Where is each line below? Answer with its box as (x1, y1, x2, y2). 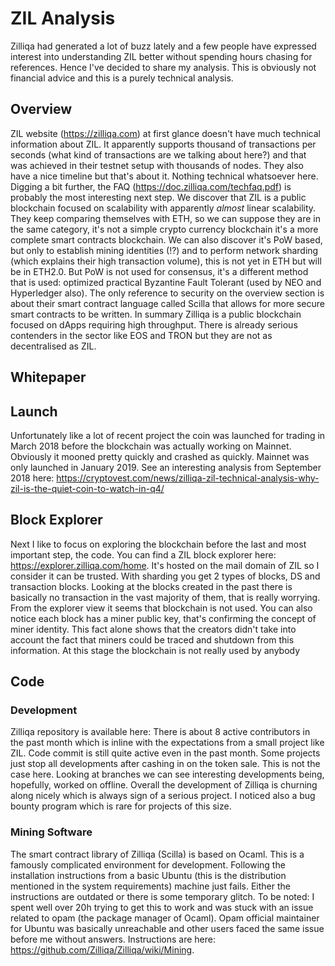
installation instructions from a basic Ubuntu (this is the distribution (10, 869, 287, 881)
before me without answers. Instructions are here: (10, 933, 217, 945)
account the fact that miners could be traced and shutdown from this (10, 633, 295, 646)
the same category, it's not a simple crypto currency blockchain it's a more (10, 223, 319, 235)
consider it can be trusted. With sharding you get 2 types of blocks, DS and (10, 570, 321, 582)
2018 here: (10, 472, 55, 484)
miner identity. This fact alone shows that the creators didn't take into (10, 623, 297, 635)
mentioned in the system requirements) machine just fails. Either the (10, 880, 291, 892)
